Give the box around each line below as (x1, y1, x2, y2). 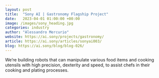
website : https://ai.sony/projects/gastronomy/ (5, 35, 105, 39)
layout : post (5, 7, 32, 12)
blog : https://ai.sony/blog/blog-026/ (5, 43, 84, 48)
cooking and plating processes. (5, 67, 69, 73)
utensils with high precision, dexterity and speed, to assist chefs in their (5, 62, 150, 68)
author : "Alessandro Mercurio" (5, 30, 69, 35)
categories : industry (5, 25, 50, 30)
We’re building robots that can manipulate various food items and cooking (5, 57, 155, 62)
